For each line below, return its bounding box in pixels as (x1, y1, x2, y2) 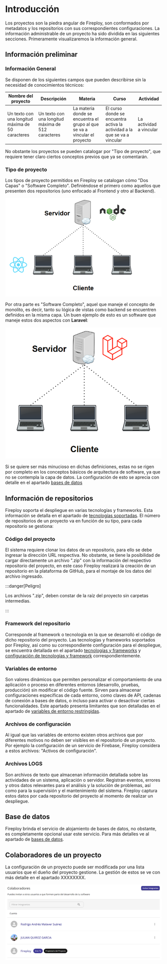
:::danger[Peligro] (5, 583, 41, 589)
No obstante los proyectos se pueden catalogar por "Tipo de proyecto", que (5, 148, 161, 154)
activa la (105, 121, 123, 128)
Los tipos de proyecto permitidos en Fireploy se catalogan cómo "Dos (5, 177, 148, 183)
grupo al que (73, 121, 99, 128)
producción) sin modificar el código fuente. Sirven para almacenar (5, 687, 141, 693)
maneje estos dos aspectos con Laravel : (5, 317, 88, 323)
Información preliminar (5, 50, 78, 59)
